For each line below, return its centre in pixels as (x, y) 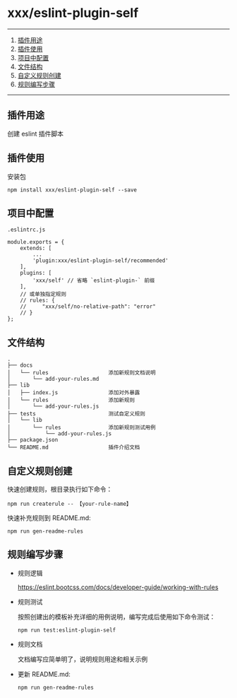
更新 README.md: (44, 674)
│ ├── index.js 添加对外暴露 (74, 393)
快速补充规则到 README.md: (49, 518)
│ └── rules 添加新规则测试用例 (82, 428)
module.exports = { (36, 242)
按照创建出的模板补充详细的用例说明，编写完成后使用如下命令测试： (116, 617)
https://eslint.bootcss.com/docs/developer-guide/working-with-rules (118, 587)
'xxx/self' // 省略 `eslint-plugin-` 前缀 (94, 280)
